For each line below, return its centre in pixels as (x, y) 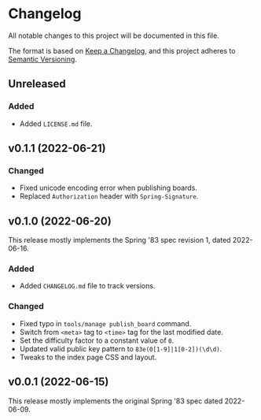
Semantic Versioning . (42, 59)
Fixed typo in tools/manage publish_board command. (105, 323)
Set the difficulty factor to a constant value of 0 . (97, 340)
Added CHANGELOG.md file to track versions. (87, 286)
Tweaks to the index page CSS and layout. (88, 357)
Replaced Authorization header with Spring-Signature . (109, 196)
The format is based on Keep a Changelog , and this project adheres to (122, 50)
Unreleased (37, 84)
